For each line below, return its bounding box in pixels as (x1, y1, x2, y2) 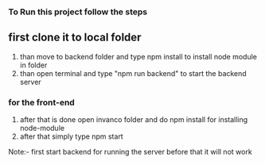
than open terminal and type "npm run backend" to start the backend (19, 68, 247, 78)
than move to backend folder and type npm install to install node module (19, 51, 257, 61)
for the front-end (8, 97, 76, 108)
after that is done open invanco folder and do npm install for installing (19, 115, 248, 124)
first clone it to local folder (8, 31, 142, 44)
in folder (19, 60, 48, 70)
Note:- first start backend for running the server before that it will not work (8, 147, 252, 157)
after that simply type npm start (19, 132, 123, 141)
